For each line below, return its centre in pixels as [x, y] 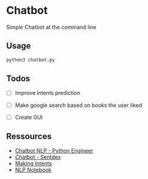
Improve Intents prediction [48, 93]
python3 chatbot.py [31, 60]
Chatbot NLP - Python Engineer [54, 151]
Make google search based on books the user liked [79, 105]
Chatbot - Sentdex [38, 157]
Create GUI [29, 117]
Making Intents [33, 163]
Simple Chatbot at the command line [51, 27]
